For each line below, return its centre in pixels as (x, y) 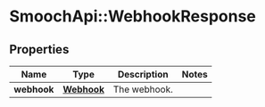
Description (143, 74)
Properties (39, 49)
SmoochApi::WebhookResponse (133, 16)
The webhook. (143, 89)
